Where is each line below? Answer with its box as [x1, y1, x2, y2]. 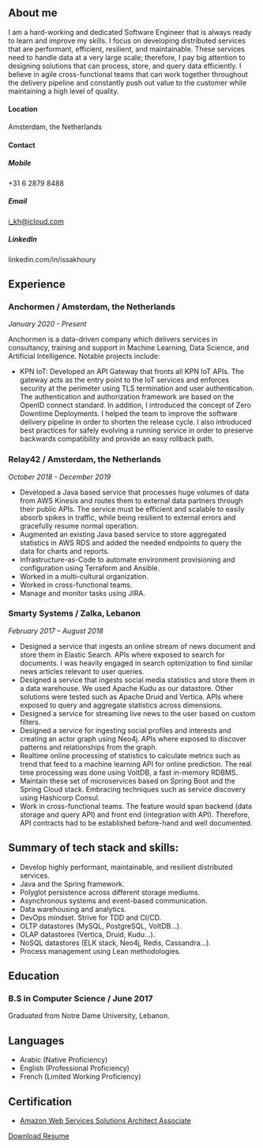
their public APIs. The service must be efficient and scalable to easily [19, 504, 245, 513]
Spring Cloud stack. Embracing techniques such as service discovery [19, 784, 246, 794]
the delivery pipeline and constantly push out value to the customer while [8, 78, 247, 87]
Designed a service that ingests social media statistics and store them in [19, 675, 255, 685]
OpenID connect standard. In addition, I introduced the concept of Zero [19, 400, 251, 410]
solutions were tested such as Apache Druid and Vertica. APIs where [19, 692, 244, 701]
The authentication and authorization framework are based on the [19, 392, 235, 402]
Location [8, 105, 38, 114]
